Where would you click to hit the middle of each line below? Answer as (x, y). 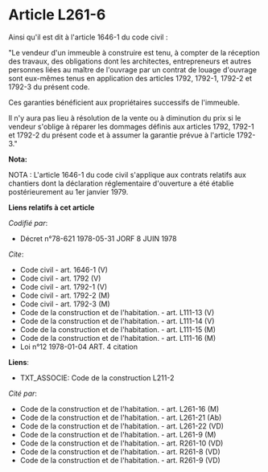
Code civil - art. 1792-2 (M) (65, 295)
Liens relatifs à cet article (52, 207)
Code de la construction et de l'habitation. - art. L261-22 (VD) (122, 426)
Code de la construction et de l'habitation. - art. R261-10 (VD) (122, 443)
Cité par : (23, 393)
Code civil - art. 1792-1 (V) (63, 286)
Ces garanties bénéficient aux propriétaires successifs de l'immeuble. (124, 102)
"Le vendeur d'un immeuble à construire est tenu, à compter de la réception (134, 52)
